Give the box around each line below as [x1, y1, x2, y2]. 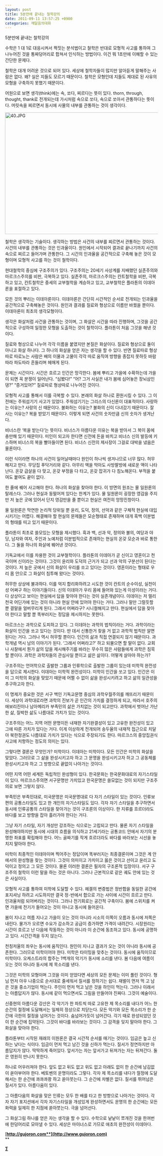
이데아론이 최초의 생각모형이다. [5, 308, 64, 314]
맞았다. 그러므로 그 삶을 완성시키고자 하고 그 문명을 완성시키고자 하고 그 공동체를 [5, 755, 157, 761]
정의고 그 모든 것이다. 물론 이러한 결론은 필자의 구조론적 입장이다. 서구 [17, 863, 150, 869]
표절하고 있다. [14, 286, 40, 292]
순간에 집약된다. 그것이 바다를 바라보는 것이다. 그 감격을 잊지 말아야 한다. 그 [15, 1019, 158, 1025]
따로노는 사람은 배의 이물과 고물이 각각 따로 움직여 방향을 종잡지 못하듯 [14, 353, 147, 359]
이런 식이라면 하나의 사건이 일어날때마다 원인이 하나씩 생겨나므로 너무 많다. [5, 456, 147, 462]
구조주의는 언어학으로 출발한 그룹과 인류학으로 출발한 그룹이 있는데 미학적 [5, 663, 144, 669]
